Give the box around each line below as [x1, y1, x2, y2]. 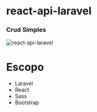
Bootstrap [14, 99, 39, 106]
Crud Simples [6, 26, 46, 34]
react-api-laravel [6, 4, 92, 18]
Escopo [6, 60, 45, 74]
